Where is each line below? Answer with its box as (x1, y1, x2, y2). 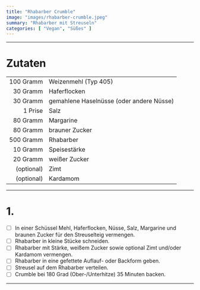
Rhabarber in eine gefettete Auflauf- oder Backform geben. (14, 257, 161, 264)
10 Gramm (12, 146, 43, 154)
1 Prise (23, 107, 43, 115)
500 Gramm (9, 135, 43, 144)
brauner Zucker (48, 126, 92, 134)
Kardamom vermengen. (14, 251, 73, 258)
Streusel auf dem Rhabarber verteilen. (14, 264, 109, 272)
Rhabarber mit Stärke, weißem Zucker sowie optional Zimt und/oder (14, 244, 182, 251)
